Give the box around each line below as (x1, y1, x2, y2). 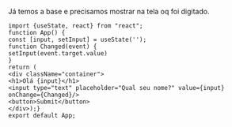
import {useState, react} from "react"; (8, 22, 144, 30)
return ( (8, 63, 37, 71)
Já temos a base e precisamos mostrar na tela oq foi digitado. (8, 7, 210, 16)
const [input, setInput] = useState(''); (8, 35, 147, 43)
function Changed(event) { (8, 43, 97, 50)
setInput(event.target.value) (8, 50, 108, 58)
